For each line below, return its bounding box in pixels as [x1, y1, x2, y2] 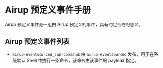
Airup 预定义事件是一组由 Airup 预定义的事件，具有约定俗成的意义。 [5, 22, 143, 27]
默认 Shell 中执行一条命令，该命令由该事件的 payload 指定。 [16, 57, 139, 63]
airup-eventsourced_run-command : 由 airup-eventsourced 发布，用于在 [12, 51, 154, 57]
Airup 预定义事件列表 [5, 37, 70, 45]
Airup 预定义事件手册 [5, 4, 91, 16]
